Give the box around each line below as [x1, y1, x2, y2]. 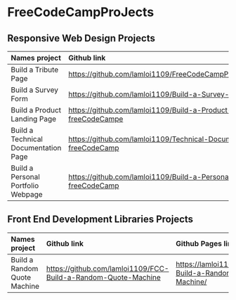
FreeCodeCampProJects [7, 4, 155, 20]
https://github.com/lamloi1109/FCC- [46, 263, 169, 273]
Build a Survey [11, 85, 58, 95]
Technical [11, 134, 44, 144]
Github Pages [175, 238, 223, 248]
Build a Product [11, 105, 62, 115]
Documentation [11, 143, 62, 152]
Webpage [11, 190, 44, 199]
